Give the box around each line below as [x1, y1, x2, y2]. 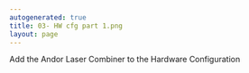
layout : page [9, 29, 59, 38]
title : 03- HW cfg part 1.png [9, 21, 124, 30]
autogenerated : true [9, 12, 88, 22]
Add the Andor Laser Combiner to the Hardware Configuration [9, 54, 241, 65]
